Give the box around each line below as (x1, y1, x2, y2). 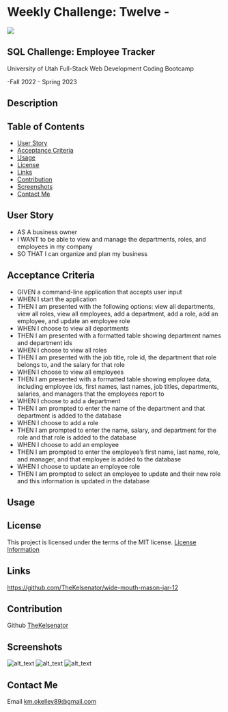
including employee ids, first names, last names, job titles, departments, (16, 382, 220, 390)
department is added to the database (16, 411, 122, 420)
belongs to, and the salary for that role (16, 360, 125, 368)
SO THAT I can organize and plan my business (16, 249, 148, 257)
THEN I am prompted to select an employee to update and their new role (16, 470, 221, 478)
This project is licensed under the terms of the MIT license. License (7, 538, 197, 546)
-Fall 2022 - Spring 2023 (7, 77, 77, 86)
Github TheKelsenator (7, 621, 69, 630)
